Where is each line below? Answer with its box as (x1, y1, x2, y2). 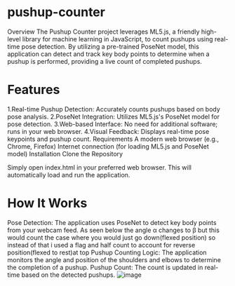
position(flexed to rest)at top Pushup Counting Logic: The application (7, 248, 207, 257)
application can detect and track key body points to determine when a (7, 50, 210, 58)
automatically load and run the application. (7, 170, 130, 179)
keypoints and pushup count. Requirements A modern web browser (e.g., (7, 135, 220, 143)
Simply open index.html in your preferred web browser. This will (7, 163, 192, 172)
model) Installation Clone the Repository (7, 149, 123, 158)
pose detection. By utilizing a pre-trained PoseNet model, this (21, 42, 200, 50)
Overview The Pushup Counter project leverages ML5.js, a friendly (7, 27, 200, 36)
